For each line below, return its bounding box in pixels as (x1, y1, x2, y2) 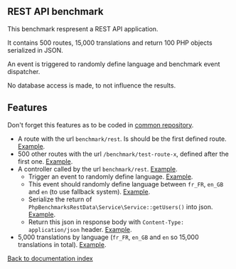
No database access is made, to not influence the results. (7, 81, 176, 90)
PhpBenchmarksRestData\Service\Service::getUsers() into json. (28, 202, 213, 211)
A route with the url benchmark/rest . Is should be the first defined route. (17, 134, 227, 143)
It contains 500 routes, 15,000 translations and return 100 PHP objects (7, 38, 213, 47)
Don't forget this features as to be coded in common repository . (7, 120, 194, 129)
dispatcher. (7, 67, 41, 75)
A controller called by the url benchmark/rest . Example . (17, 164, 178, 173)
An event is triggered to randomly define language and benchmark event (7, 60, 220, 68)
